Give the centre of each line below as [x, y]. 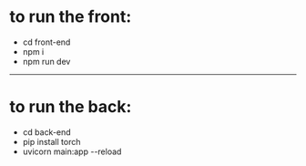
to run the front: [71, 17]
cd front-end [46, 42]
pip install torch [51, 141]
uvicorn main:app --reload [72, 151]
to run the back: [71, 107]
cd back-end [46, 132]
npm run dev [46, 61]
